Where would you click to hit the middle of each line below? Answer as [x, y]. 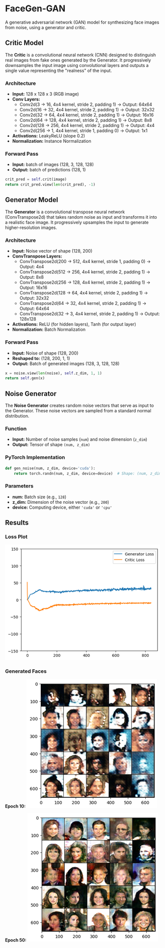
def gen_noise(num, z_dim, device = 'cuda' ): [50, 468]
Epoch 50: [16, 940]
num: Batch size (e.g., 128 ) [39, 497]
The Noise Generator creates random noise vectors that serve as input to [80, 406]
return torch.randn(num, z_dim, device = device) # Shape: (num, [81, 473]
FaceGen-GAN [35, 9]
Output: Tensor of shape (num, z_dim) [51, 445]
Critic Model [24, 43]
